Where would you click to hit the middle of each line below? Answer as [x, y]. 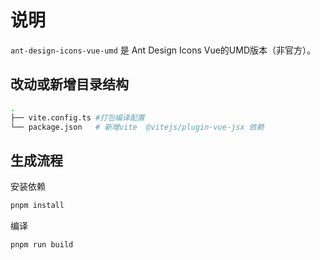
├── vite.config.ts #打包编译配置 [77, 117]
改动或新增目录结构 [69, 84]
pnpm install [37, 206]
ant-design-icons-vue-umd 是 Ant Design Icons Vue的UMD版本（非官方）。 [163, 50]
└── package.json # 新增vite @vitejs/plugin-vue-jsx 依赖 [137, 127]
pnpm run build [42, 245]
